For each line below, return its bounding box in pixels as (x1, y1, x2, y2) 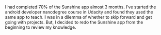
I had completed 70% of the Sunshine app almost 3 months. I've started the (5, 4, 156, 10)
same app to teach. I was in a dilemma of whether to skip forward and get (5, 14, 152, 20)
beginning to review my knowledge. (5, 24, 77, 30)
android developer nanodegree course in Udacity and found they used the (5, 9, 154, 15)
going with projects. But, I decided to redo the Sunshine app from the (5, 19, 143, 25)
